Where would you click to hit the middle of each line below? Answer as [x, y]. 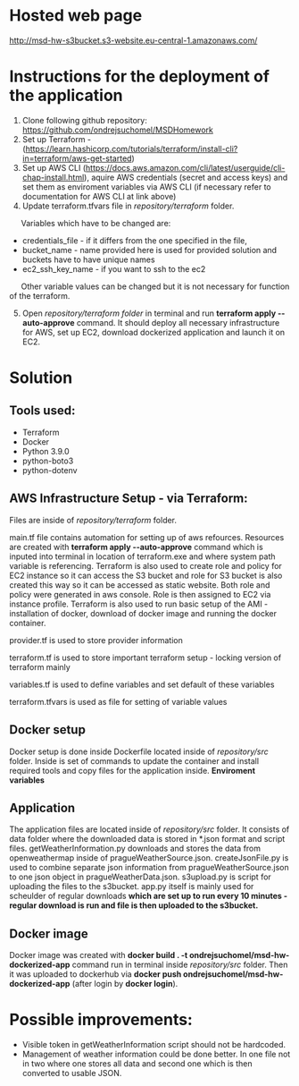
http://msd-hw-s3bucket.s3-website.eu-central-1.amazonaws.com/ [133, 40]
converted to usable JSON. [72, 1073]
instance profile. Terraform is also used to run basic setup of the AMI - [139, 604]
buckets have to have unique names [88, 259]
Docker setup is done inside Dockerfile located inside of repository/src [139, 751]
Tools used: [42, 411]
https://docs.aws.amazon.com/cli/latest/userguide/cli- [185, 167]
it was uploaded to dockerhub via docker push [96, 974]
